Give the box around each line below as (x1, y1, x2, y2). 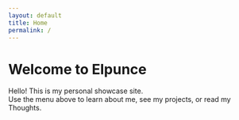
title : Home (8, 19, 48, 27)
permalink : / (8, 26, 52, 34)
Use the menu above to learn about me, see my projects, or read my (8, 95, 232, 104)
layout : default (8, 11, 62, 20)
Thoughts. (8, 103, 42, 113)
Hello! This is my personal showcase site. (8, 86, 144, 96)
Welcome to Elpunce (8, 60, 147, 78)
